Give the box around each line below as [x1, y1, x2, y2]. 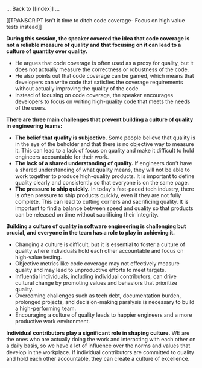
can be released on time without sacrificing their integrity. [14, 211, 159, 218]
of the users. [14, 104, 47, 111]
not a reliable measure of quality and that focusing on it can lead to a [6, 42, 181, 48]
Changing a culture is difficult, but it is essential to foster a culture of [14, 241, 186, 248]
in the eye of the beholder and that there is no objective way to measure [14, 141, 194, 147]
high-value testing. [14, 253, 62, 261]
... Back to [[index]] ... [6, 5, 60, 12]
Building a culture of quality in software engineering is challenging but [6, 223, 186, 230]
